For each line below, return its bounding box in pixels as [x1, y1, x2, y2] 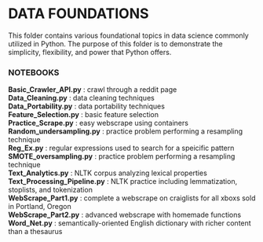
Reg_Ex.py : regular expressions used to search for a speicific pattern [8, 143, 235, 153]
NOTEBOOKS [8, 67, 60, 78]
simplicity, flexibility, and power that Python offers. [8, 47, 172, 57]
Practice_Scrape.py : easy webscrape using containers [8, 119, 188, 128]
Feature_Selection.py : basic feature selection [8, 110, 159, 119]
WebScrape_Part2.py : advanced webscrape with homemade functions [8, 210, 242, 220]
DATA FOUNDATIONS [8, 5, 149, 23]
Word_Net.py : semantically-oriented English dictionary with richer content [8, 218, 251, 228]
